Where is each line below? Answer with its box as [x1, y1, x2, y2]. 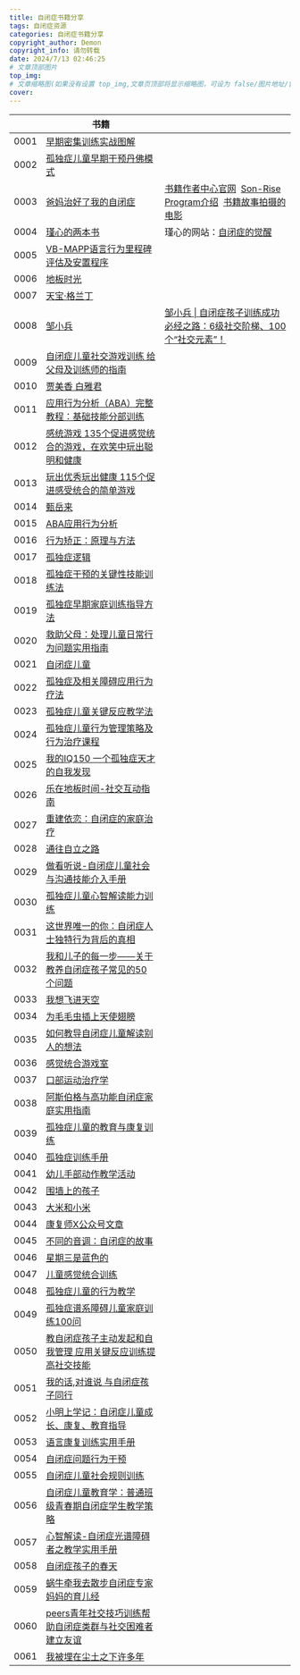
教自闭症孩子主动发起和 [46, 1332, 145, 1344]
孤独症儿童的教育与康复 [46, 1121, 145, 1133]
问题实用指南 [54, 641, 109, 653]
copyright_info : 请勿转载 [9, 46, 101, 55]
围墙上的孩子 [46, 1184, 100, 1197]
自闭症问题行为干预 [46, 1452, 127, 1465]
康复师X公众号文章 [46, 1217, 124, 1230]
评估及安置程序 [46, 256, 109, 268]
